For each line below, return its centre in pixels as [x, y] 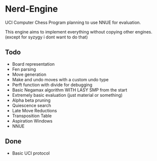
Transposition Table [32, 116]
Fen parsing [24, 69]
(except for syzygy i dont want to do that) [47, 37]
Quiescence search [32, 105]
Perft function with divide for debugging [52, 85]
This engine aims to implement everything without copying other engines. [79, 32]
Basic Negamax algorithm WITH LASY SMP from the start [70, 90]
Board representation [33, 64]
